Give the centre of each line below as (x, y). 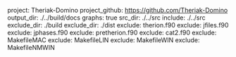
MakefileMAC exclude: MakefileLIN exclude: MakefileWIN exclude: (104, 40)
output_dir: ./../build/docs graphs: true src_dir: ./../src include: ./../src (106, 18)
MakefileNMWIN (31, 47)
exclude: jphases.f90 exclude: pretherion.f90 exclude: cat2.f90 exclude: (112, 32)
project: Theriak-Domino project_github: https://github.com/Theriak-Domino (118, 10)
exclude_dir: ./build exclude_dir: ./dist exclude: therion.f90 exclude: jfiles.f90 (118, 25)
